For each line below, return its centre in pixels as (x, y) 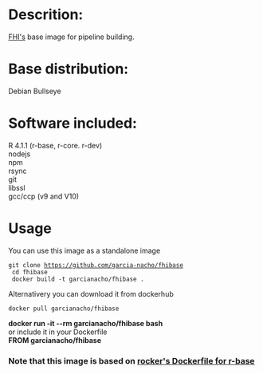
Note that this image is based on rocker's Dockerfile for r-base (131, 360)
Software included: (73, 123)
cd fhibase (29, 272)
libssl (17, 187)
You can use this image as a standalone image (84, 250)
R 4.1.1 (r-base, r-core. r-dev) (55, 145)
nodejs (20, 154)
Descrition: (46, 15)
